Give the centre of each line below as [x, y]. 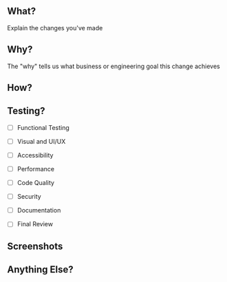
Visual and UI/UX [41, 141]
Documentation [39, 210]
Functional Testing [43, 127]
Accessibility [35, 155]
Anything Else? [40, 270]
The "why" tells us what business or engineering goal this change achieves [113, 66]
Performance [36, 169]
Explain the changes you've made [55, 28]
